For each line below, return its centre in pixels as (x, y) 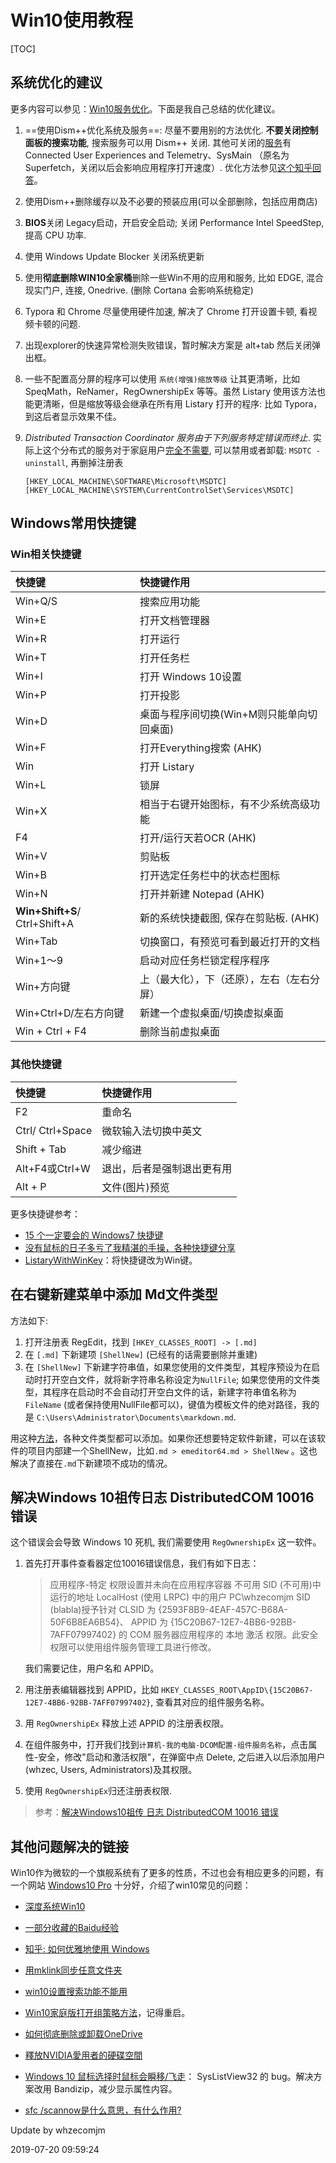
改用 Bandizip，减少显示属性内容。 (105, 2089)
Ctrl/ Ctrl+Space (54, 1130)
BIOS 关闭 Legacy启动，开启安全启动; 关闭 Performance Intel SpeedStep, (174, 222)
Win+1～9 (39, 961)
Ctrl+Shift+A (45, 924)
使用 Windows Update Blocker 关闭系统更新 (114, 256)
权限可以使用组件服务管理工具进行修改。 (133, 1647)
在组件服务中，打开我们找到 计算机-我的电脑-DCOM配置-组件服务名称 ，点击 (166, 1745)
